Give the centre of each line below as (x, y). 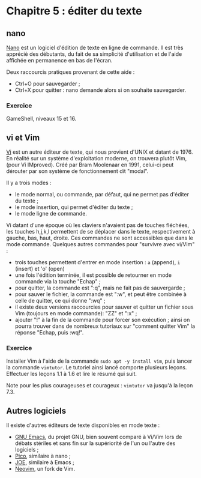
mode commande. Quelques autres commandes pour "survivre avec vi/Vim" (100, 244)
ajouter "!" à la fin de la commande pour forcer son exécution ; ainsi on (102, 320)
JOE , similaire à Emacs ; (44, 462)
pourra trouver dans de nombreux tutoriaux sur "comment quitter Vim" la (105, 326)
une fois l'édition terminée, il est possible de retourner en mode (93, 275)
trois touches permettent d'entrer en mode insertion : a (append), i (97, 262)
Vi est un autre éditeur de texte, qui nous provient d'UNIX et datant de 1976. (100, 152)
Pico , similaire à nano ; (43, 456)
